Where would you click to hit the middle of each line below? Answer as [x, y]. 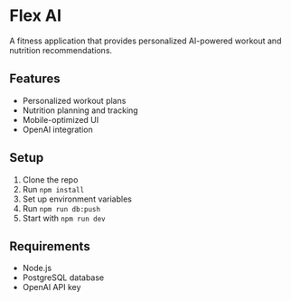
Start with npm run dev [64, 218]
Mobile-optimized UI [61, 119]
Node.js [37, 268]
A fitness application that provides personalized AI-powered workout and [145, 41]
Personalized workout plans [74, 100]
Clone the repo [50, 179]
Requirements [50, 246]
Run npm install [53, 189]
